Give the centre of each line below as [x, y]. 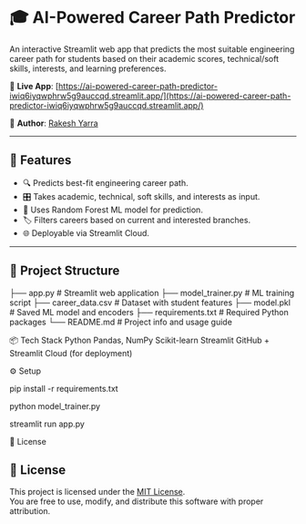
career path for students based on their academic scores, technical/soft [144, 58]
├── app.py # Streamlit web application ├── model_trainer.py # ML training [152, 293]
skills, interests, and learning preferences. [88, 68]
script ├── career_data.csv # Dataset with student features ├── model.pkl [150, 303]
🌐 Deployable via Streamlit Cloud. [86, 232]
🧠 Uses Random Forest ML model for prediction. [112, 210]
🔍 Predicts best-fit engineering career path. [105, 182]
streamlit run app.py [47, 424]
